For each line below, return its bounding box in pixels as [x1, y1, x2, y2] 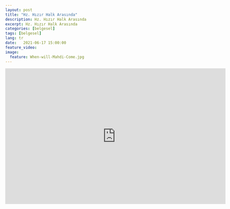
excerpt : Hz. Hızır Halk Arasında [5, 21, 78, 27]
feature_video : [5, 45, 37, 50]
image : [5, 49, 19, 55]
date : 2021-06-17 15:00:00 [5, 40, 66, 45]
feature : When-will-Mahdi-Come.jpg [10, 54, 85, 60]
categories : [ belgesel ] [5, 26, 55, 31]
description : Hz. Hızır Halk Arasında [5, 17, 87, 22]
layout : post [5, 7, 33, 13]
